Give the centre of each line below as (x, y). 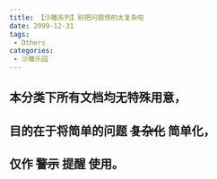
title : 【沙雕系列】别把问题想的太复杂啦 (77, 17)
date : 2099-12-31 (42, 26)
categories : (31, 51)
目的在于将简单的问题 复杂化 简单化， (112, 131)
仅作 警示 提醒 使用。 (66, 164)
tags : (19, 34)
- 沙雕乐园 (31, 59)
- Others (30, 43)
